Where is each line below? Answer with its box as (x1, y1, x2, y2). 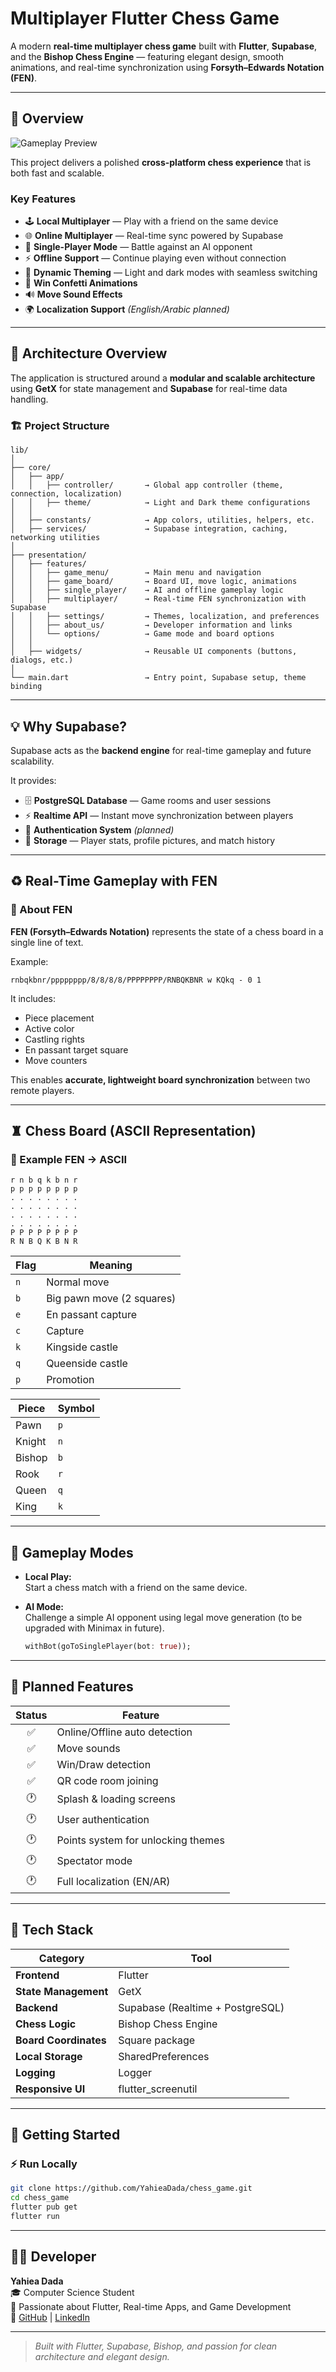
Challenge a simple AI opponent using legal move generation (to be (24, 1612, 303, 1624)
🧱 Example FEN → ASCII (10, 1152, 128, 1166)
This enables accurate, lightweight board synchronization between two (10, 1073, 311, 1086)
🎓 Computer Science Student (10, 2286, 135, 2298)
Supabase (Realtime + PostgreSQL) (118, 2000, 285, 2014)
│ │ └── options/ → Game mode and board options (10, 629, 275, 639)
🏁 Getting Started (10, 2127, 121, 2144)
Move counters (24, 1054, 88, 1066)
